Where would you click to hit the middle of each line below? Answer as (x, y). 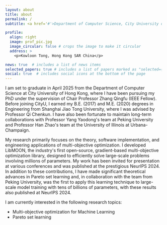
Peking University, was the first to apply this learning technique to (73, 182)
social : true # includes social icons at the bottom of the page (75, 74)
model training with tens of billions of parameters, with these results (87, 187)
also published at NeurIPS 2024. (38, 193)
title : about (19, 14)
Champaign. (18, 130)
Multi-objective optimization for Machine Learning (64, 212)
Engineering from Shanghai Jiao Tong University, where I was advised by (80, 109)
